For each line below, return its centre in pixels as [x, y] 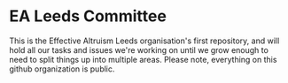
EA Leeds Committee [88, 16]
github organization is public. [62, 69]
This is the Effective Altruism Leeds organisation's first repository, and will [144, 41]
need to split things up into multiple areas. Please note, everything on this [143, 59]
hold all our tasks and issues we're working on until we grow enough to [139, 49]
